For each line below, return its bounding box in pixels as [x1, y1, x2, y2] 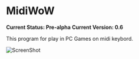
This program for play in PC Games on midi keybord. [6, 35, 134, 42]
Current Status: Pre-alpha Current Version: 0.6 [6, 24, 124, 31]
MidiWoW [6, 4, 55, 18]
